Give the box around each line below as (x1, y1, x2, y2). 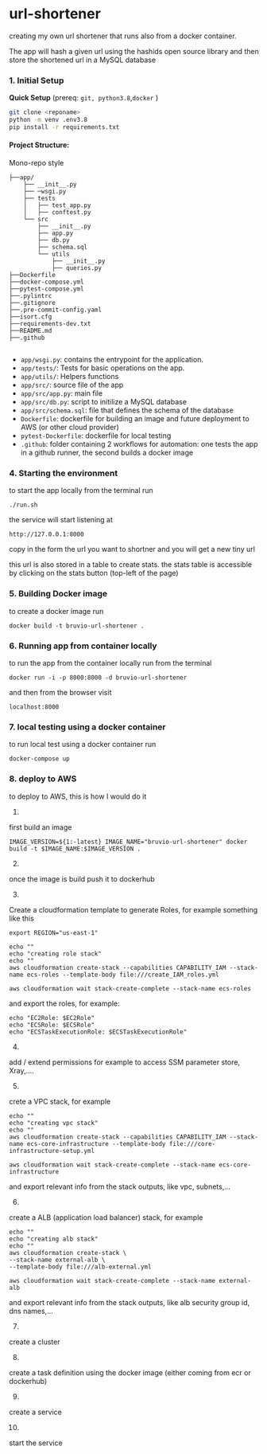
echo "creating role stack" (9, 949, 103, 958)
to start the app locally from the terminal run (9, 486, 153, 495)
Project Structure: (9, 140, 70, 150)
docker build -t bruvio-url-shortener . (9, 622, 145, 630)
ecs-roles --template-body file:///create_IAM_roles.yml (26, 971, 219, 979)
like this (9, 913, 34, 923)
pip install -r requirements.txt (9, 123, 120, 131)
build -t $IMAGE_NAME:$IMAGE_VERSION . (9, 845, 141, 853)
